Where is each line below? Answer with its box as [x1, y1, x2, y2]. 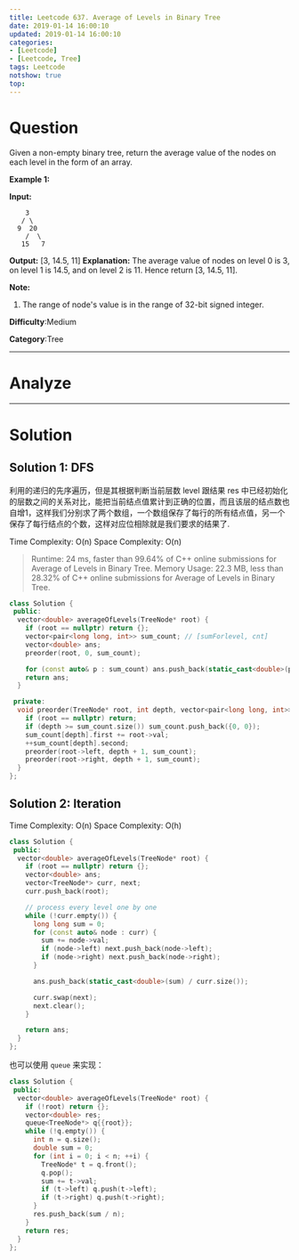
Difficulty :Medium [9, 316, 77, 327]
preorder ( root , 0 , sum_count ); [25, 648, 141, 657]
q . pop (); [41, 1168, 74, 1177]
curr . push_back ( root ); [25, 887, 109, 896]
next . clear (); [32, 1001, 86, 1011]
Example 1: [9, 174, 51, 184]
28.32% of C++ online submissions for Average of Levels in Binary [30, 572, 276, 583]
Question [9, 118, 78, 138]
